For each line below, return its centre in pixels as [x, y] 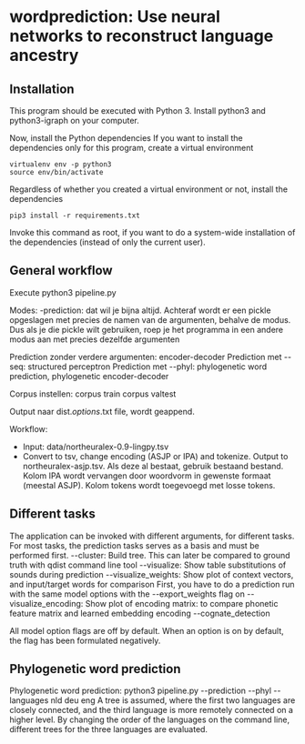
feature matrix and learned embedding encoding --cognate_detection [140, 613]
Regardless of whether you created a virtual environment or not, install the [149, 189]
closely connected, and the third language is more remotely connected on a [152, 710]
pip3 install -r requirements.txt [75, 216]
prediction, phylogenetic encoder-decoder [89, 376]
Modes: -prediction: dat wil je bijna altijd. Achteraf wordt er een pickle [140, 310]
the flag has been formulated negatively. [85, 640]
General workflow [61, 271]
